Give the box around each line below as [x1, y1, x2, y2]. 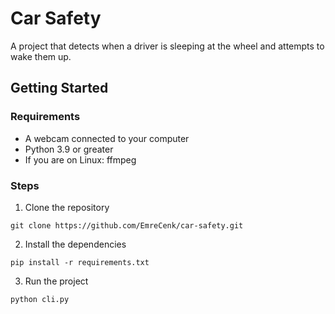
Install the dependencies [24, 238, 127, 250]
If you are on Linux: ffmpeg [24, 153, 137, 166]
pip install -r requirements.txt [10, 257, 150, 267]
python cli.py [10, 294, 70, 304]
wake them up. [10, 50, 72, 62]
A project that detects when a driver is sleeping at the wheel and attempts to [10, 40, 325, 52]
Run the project [24, 275, 89, 287]
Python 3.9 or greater [24, 143, 114, 155]
